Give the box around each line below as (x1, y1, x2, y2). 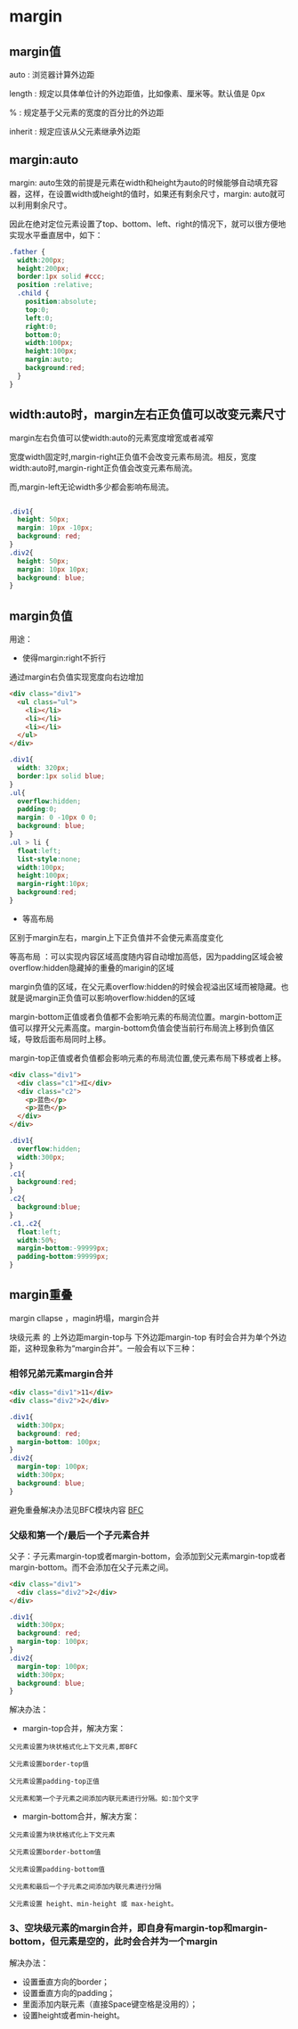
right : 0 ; (25, 322, 58, 331)
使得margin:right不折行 (21, 653, 107, 663)
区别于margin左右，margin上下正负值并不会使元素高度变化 (9, 932, 224, 942)
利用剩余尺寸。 (16, 199, 72, 210)
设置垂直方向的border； (21, 1976, 109, 1987)
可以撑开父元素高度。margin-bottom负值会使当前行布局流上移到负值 (16, 1023, 267, 1033)
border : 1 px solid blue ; (17, 771, 105, 781)
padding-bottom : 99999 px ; (17, 1253, 109, 1261)
